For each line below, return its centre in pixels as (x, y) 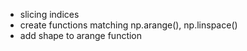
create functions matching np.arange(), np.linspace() (128, 25)
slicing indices (49, 14)
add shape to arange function (81, 35)
